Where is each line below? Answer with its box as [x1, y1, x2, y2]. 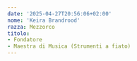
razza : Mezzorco [7, 23, 55, 30]
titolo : [7, 29, 30, 37]
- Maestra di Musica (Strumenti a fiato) [7, 43, 131, 50]
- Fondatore [7, 36, 42, 43]
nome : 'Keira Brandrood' [7, 17, 81, 24]
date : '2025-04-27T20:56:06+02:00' [7, 10, 112, 18]
